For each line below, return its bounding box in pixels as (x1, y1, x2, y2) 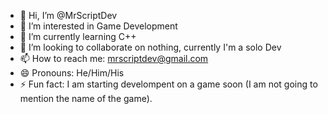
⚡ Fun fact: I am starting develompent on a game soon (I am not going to (19, 78, 318, 90)
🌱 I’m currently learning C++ (19, 31, 137, 42)
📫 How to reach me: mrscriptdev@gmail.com (19, 53, 209, 64)
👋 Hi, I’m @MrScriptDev (19, 10, 118, 21)
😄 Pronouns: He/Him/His (19, 67, 125, 79)
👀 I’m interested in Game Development (19, 20, 178, 32)
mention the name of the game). (19, 93, 153, 104)
